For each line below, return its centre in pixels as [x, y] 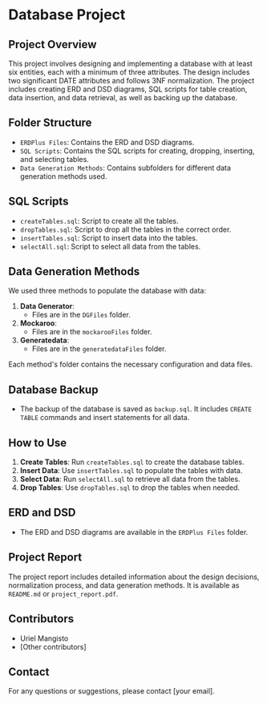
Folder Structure [50, 123]
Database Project [67, 15]
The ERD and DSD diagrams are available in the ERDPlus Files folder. [134, 532]
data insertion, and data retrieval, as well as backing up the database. [123, 97]
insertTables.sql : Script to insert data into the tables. [109, 237]
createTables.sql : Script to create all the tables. [99, 221]
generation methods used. [63, 176]
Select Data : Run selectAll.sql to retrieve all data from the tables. [130, 479]
